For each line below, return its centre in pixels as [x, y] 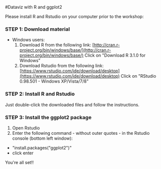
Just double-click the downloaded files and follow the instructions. [72, 105]
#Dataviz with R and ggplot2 [34, 7]
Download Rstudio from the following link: [61, 66]
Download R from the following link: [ [57, 45]
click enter [23, 153]
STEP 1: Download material [37, 29]
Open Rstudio [26, 128]
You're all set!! [20, 162]
